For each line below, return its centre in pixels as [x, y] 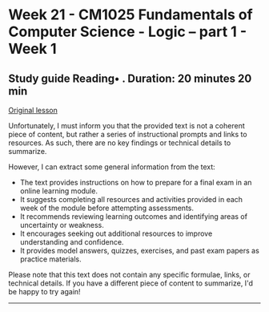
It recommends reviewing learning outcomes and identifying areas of [134, 217]
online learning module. [59, 191]
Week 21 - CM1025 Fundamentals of [131, 15]
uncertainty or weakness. [62, 225]
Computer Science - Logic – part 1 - [128, 32]
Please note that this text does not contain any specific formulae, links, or [129, 275]
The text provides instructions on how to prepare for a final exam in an [136, 182]
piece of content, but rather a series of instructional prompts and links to [128, 134]
